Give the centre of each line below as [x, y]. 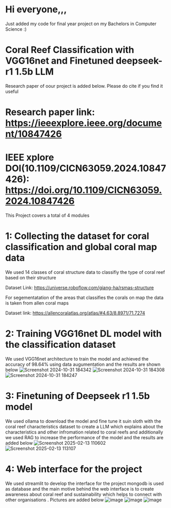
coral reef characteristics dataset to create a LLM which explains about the [84, 426]
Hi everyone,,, [36, 10]
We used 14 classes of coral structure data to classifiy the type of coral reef [85, 272]
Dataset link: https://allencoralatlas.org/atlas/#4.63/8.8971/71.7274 [75, 313]
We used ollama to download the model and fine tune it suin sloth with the [83, 421]
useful [12, 91]
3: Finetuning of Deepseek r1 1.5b [78, 396]
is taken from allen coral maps [37, 303]
